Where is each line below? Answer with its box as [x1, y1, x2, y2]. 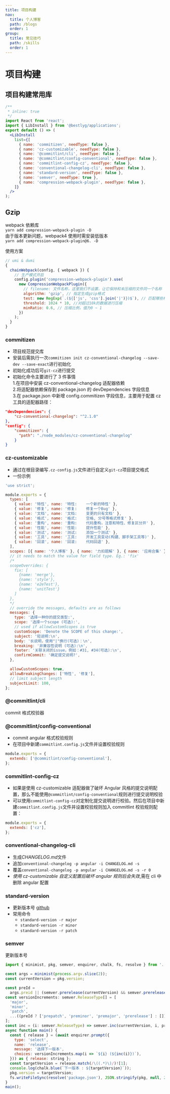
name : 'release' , [14, 1042, 51, 1047]
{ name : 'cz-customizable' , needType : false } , [18, 147, 121, 152]
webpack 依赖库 [5, 222, 39, 228]
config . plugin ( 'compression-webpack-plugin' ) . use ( [14, 277, 123, 282]
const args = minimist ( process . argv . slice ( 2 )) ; [5, 972, 108, 977]
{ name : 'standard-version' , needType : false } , [18, 170, 123, 175]
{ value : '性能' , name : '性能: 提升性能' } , [14, 525, 110, 531]
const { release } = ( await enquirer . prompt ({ [10, 1033, 110, 1038]
